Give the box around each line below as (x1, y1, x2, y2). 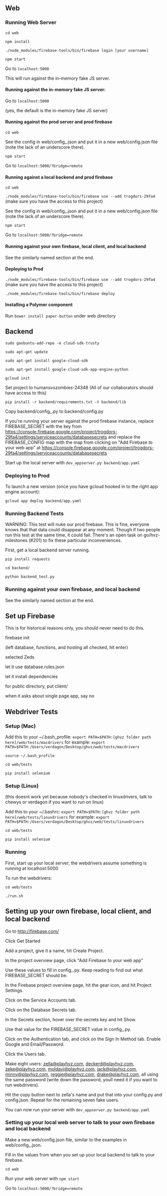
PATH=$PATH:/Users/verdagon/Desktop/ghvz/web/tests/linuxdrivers (5, 819, 144, 824)
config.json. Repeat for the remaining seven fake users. (5, 1097, 119, 1103)
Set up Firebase (5, 612, 55, 620)
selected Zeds (5, 654, 35, 660)
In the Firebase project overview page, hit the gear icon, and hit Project (5, 982, 151, 988)
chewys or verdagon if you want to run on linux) (5, 799, 104, 805)
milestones (5, 537, 28, 543)
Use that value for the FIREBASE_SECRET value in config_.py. (5, 1026, 131, 1032)
